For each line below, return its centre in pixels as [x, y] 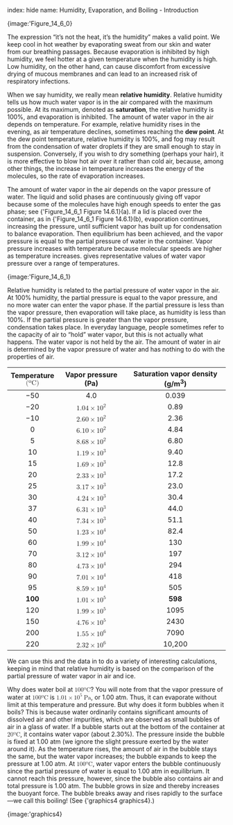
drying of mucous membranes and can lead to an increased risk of [102, 74]
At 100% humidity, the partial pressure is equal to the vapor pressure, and [112, 297]
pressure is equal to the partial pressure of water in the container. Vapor [110, 241]
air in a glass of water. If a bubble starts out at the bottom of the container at [116, 726]
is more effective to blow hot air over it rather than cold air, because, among [115, 161]
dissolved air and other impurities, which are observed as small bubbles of [113, 719]
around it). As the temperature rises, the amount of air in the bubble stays [112, 749]
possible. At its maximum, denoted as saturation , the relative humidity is [111, 109]
